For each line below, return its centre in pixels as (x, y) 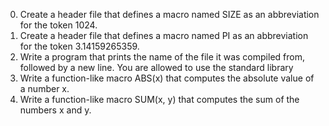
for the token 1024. (58, 25)
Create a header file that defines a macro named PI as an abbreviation (164, 35)
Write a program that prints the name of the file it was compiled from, (162, 57)
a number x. (44, 88)
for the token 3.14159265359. (79, 46)
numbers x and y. (55, 110)
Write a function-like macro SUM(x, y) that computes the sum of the (159, 99)
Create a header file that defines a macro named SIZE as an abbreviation (169, 14)
